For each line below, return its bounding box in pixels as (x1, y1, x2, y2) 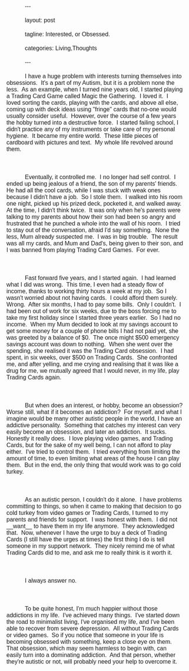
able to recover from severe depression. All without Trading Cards (6, 625, 179, 632)
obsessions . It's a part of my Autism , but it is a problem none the (6, 80, 175, 86)
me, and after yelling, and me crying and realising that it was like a (6, 361, 178, 368)
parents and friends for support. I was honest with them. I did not (6, 516, 178, 523)
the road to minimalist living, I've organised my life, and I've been (6, 619, 175, 625)
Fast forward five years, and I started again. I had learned (25, 275, 176, 282)
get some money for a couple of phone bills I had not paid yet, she (6, 328, 178, 335)
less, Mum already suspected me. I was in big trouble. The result (6, 233, 178, 240)
